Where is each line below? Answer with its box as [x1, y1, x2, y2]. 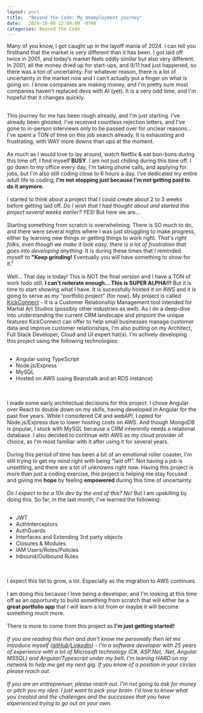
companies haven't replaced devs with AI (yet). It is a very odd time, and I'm [7, 87, 196, 95]
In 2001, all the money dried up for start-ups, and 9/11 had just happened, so [7, 62, 197, 69]
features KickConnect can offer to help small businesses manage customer [7, 318, 195, 325]
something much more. [7, 609, 65, 617]
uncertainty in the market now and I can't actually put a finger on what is [7, 75, 188, 82]
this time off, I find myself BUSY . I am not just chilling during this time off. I [7, 157, 192, 164]
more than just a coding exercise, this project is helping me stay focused [7, 470, 187, 477]
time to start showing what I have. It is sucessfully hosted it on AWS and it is [7, 286, 196, 293]
